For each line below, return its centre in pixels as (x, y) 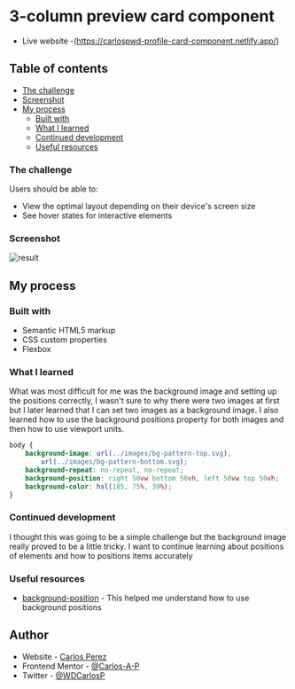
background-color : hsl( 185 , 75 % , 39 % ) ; (99, 486)
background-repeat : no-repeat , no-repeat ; (105, 470)
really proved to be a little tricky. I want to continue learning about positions (147, 546)
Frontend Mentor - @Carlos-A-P (81, 666)
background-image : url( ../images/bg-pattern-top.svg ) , (128, 454)
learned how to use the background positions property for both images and (147, 419)
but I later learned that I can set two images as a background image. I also (144, 411)
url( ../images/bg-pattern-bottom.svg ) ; (115, 462)
